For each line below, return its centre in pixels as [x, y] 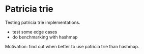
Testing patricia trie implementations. [43, 22]
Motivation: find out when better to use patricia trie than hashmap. [72, 46]
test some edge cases [35, 32]
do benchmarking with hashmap [45, 37]
